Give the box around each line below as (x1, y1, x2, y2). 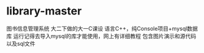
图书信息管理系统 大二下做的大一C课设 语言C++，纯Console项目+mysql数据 (6, 25, 198, 32)
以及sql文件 (6, 40, 36, 47)
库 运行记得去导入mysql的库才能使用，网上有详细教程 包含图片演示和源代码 (6, 32, 197, 40)
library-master (6, 4, 82, 18)
